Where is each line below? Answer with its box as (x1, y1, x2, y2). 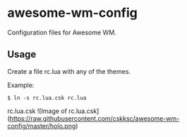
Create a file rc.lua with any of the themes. (7, 67, 131, 75)
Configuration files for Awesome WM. (7, 28, 116, 37)
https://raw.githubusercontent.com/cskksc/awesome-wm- (9, 114, 180, 122)
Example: (7, 81, 35, 89)
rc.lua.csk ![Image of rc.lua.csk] (7, 107, 99, 115)
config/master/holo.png (7, 122, 76, 130)
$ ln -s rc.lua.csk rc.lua (7, 94, 87, 101)
